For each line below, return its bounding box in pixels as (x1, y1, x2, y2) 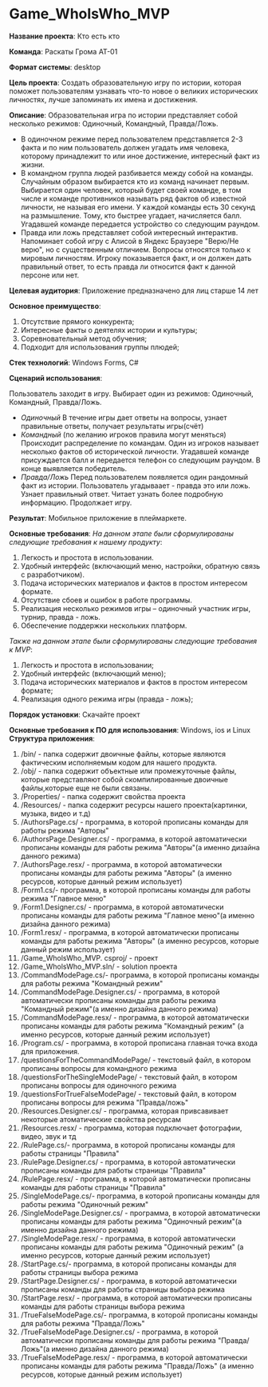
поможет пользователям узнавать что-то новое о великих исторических (9, 86, 258, 96)
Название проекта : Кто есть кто (9, 31, 120, 41)
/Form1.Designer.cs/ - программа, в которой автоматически (20, 901, 224, 912)
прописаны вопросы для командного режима (20, 1063, 178, 1073)
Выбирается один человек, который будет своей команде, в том (20, 185, 242, 194)
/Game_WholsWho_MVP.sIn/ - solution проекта (20, 961, 178, 971)
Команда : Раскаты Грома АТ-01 (9, 46, 118, 56)
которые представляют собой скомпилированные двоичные (20, 774, 229, 784)
